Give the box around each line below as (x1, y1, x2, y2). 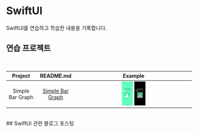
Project (12, 72, 31, 80)
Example (123, 72, 145, 80)
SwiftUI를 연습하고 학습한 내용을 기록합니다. (6, 24, 107, 31)
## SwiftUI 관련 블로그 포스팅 (6, 120, 74, 127)
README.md (39, 72, 72, 80)
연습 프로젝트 (6, 43, 51, 54)
